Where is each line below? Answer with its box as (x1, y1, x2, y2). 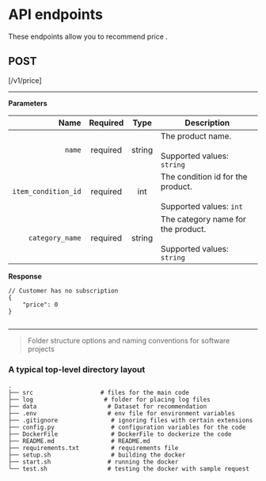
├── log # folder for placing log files (8, 396, 211, 404)
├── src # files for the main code (8, 389, 190, 397)
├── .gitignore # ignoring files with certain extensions (8, 417, 253, 425)
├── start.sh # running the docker (8, 458, 179, 466)
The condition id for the (161, 171, 248, 182)
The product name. (161, 131, 232, 142)
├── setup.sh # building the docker (8, 451, 186, 460)
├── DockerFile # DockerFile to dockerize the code (8, 430, 232, 438)
